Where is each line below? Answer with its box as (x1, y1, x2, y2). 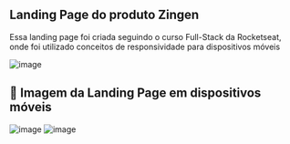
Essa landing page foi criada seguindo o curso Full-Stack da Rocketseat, (9, 31, 282, 42)
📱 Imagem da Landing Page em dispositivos (9, 86, 262, 101)
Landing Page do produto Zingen (9, 7, 200, 23)
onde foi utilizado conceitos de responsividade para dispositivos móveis (9, 41, 281, 52)
